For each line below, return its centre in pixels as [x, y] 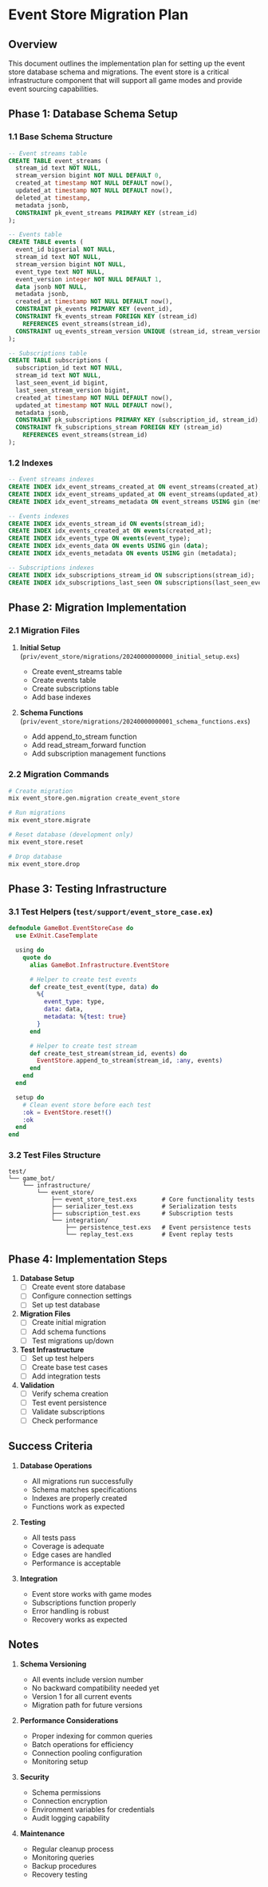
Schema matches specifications [84, 1490]
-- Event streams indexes [51, 480]
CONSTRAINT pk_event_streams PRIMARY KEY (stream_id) [106, 213]
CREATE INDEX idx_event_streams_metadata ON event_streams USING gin [126, 501]
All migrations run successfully [82, 1481]
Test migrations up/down [73, 1340]
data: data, [63, 1009]
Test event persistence [69, 1402]
